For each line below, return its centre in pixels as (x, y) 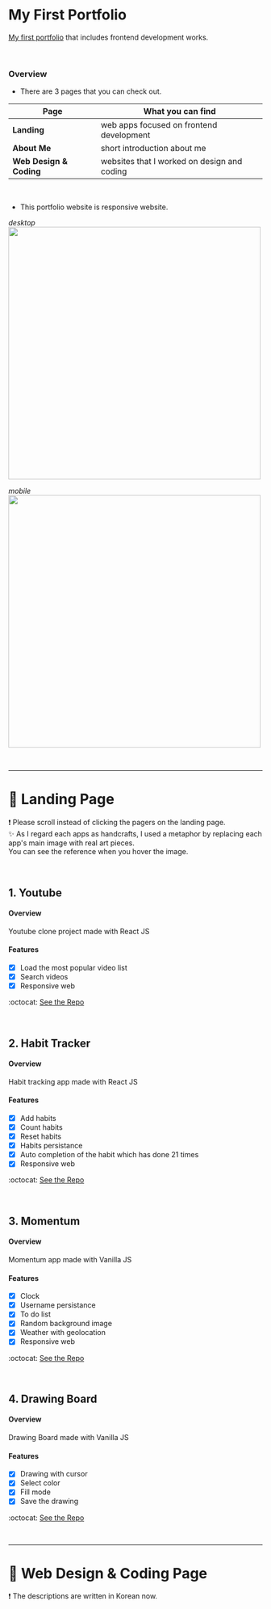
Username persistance (58, 1305)
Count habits (41, 1127)
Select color (40, 1483)
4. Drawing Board (53, 1398)
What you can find (179, 112)
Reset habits (41, 1136)
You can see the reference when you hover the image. (98, 852)
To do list (35, 1314)
